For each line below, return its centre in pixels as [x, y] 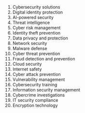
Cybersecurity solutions [36, 7]
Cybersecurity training [35, 85]
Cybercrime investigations [38, 95]
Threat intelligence [31, 22]
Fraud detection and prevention [44, 59]
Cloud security [27, 64]
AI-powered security [33, 17]
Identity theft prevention [36, 33]
